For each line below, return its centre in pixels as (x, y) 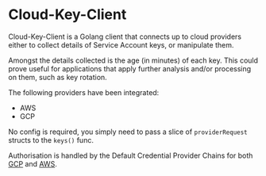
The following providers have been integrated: (84, 92)
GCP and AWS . (33, 163)
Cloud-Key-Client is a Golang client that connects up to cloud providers (125, 36)
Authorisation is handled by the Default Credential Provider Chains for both (131, 155)
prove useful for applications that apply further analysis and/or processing (130, 68)
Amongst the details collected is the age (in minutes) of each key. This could (133, 60)
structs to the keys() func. (51, 140)
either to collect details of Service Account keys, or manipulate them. (121, 44)
